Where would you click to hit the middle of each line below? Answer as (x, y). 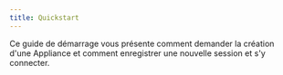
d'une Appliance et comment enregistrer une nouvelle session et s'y (138, 53)
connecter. (30, 62)
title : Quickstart (44, 18)
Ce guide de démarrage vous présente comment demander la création (142, 43)
